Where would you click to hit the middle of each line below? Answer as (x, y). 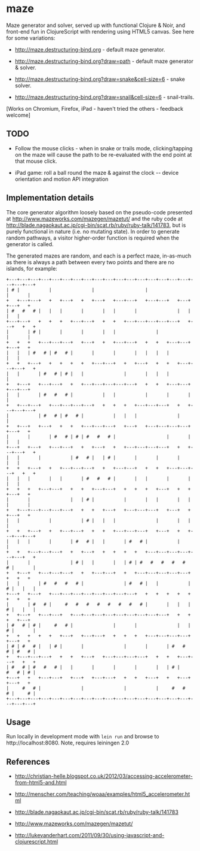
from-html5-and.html (41, 783)
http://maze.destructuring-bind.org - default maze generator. (90, 49)
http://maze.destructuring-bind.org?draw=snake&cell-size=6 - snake (100, 79)
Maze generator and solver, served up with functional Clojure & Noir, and (96, 25)
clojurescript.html (36, 842)
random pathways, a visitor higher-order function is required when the (93, 238)
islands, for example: (32, 268)
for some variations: (31, 38)
